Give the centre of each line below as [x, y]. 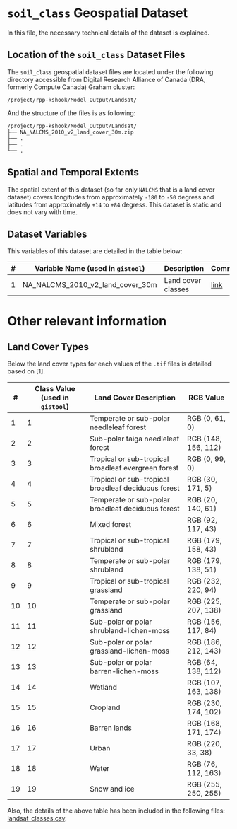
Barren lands [110, 728]
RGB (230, [204, 703]
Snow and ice [112, 789]
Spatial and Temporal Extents [73, 172]
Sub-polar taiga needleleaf [134, 439]
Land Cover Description [135, 398]
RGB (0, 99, [206, 459]
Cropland [105, 707]
